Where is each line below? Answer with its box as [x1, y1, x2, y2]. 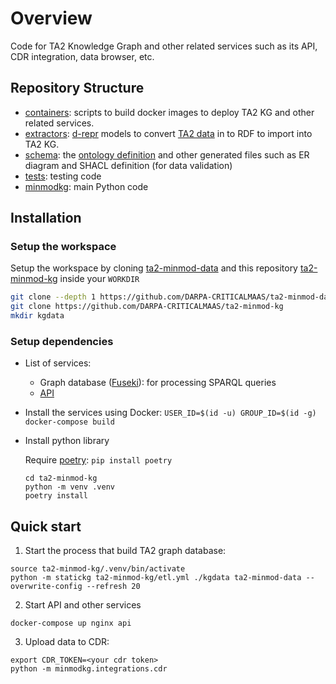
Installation [10, 210, 82, 227]
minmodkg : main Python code [24, 180, 149, 192]
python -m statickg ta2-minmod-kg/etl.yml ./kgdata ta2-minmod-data [10, 573, 302, 583]
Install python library [24, 435, 110, 447]
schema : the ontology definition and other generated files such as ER [24, 148, 310, 161]
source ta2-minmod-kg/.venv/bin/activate [10, 564, 186, 574]
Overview [10, 7, 93, 30]
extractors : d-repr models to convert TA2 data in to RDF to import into [24, 127, 313, 139]
